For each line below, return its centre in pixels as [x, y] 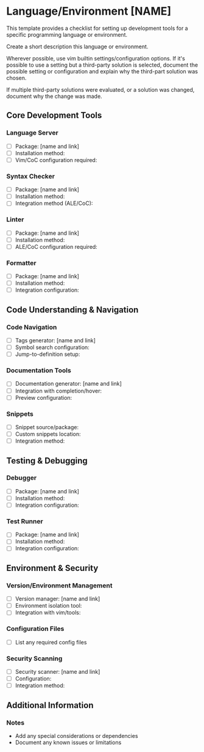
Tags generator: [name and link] [55, 340]
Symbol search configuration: [52, 347]
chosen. [16, 78]
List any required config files [51, 642]
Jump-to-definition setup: [47, 354]
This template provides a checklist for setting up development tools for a [97, 28]
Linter [15, 219]
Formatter [21, 263]
